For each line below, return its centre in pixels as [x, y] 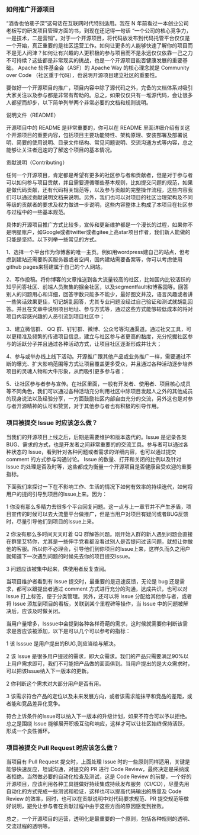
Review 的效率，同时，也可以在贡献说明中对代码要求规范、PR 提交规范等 [95, 798]
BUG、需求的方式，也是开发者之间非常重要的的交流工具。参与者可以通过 [95, 444]
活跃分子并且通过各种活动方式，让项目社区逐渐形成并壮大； [89, 344]
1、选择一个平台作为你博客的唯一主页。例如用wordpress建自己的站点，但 [95, 252]
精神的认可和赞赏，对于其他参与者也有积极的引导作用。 [94, 406]
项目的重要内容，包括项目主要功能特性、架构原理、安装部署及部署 [102, 135]
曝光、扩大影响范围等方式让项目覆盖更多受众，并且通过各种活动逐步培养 [105, 364]
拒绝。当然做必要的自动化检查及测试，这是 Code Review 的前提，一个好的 [101, 776]
